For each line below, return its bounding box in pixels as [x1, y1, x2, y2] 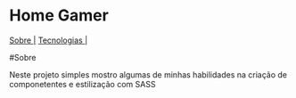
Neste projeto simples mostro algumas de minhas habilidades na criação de [9, 69, 288, 80]
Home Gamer [9, 5, 109, 26]
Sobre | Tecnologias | [9, 35, 88, 45]
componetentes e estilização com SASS [9, 78, 156, 89]
